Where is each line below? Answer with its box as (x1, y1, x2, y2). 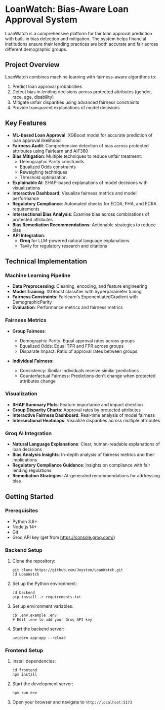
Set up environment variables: (12, 603, 74, 609)
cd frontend (12, 668, 37, 673)
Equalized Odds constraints (19, 164, 76, 170)
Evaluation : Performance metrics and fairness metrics (12, 304, 124, 311)
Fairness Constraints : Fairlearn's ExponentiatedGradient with (12, 294, 138, 300)
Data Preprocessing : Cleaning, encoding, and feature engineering (12, 283, 147, 289)
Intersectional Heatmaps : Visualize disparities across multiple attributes (12, 417, 161, 423)
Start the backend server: (12, 626, 65, 632)
